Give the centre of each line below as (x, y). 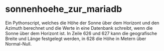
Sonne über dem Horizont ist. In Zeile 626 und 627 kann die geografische (81, 33)
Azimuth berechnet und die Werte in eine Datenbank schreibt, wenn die (79, 28)
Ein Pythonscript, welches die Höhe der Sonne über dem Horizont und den (82, 23)
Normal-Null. (19, 44)
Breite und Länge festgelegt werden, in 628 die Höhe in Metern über (76, 39)
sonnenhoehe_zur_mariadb (64, 9)
